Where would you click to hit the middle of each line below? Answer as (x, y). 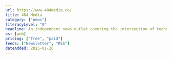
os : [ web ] (16, 34)
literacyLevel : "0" (26, 24)
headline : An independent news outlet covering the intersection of (80, 29)
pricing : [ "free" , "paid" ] (34, 39)
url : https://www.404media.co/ (39, 10)
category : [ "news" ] (26, 19)
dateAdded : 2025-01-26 (29, 48)
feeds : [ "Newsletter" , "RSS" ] (38, 44)
